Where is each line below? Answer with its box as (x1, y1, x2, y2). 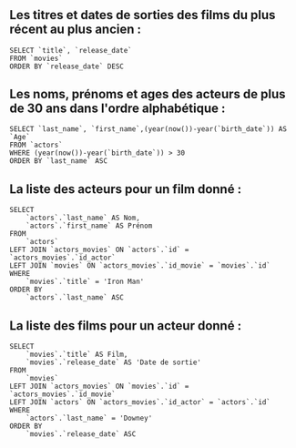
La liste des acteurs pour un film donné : (9, 181, 242, 197)
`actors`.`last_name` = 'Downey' (26, 413, 153, 423)
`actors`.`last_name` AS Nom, (26, 213, 141, 223)
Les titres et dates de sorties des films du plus (9, 7, 276, 23)
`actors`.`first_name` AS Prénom (26, 221, 153, 230)
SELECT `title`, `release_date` (9, 46, 132, 55)
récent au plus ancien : (9, 22, 142, 37)
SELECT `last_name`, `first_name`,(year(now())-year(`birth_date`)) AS (9, 125, 287, 134)
